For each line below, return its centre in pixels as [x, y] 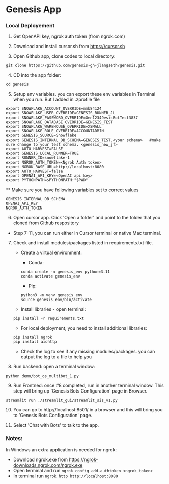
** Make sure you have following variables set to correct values [72, 190]
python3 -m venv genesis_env [52, 295]
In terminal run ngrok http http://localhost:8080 [65, 476]
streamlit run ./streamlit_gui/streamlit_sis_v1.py [62, 400]
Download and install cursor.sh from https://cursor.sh [69, 47]
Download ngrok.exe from [40, 459]
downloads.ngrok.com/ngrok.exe [48, 465]
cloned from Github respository [46, 223]
